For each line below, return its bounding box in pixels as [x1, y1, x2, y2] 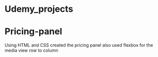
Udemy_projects [4, 3, 73, 15]
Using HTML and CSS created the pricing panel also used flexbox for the [4, 42, 153, 48]
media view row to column [4, 48, 58, 54]
